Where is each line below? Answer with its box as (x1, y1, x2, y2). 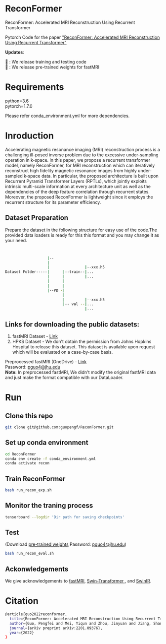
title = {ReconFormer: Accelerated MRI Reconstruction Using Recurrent (9, 616, 156, 621)
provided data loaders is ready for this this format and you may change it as (5, 232, 160, 238)
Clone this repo (5, 411, 53, 420)
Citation (5, 595, 39, 607)
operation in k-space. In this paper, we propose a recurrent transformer (5, 157, 151, 163)
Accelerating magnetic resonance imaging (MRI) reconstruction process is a (5, 146, 161, 152)
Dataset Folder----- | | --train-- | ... (5, 269, 94, 274)
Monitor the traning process (5, 502, 93, 510)
